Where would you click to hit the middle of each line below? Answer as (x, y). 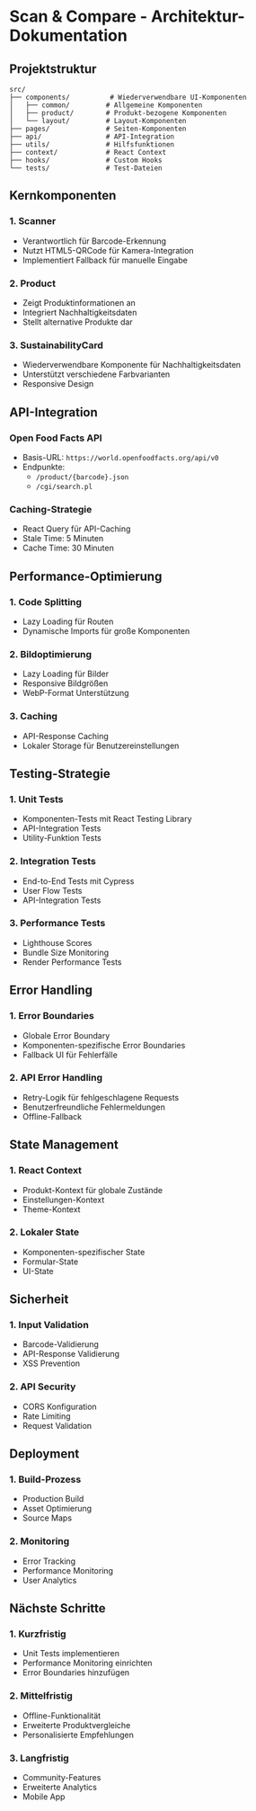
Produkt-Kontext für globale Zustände (93, 1190)
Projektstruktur (53, 69)
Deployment (44, 1454)
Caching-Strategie (51, 509)
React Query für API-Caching (76, 529)
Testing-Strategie (60, 774)
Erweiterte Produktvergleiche (76, 1725)
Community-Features (62, 1778)
